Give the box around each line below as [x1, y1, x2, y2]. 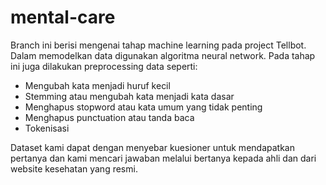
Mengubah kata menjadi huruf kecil [24, 79, 171, 91]
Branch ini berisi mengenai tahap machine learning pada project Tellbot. [10, 39, 307, 51]
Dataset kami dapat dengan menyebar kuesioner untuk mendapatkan [10, 141, 295, 153]
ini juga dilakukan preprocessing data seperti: [10, 60, 198, 72]
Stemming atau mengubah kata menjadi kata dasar [24, 90, 235, 102]
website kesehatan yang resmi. [10, 162, 138, 175]
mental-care [10, 6, 116, 29]
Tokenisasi [24, 122, 70, 134]
